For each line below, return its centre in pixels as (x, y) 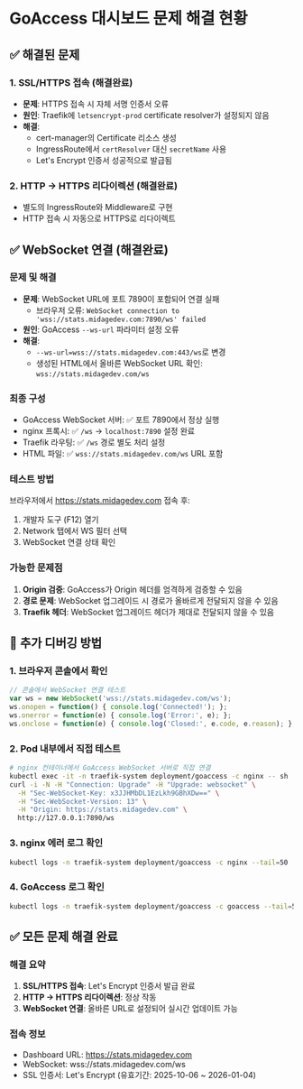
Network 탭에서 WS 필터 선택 (75, 531)
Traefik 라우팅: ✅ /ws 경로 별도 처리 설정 (94, 442)
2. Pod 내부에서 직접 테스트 (65, 748)
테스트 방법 (32, 479)
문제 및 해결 (33, 278)
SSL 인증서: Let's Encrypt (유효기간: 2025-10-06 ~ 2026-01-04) (139, 1075)
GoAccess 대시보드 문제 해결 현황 (129, 18)
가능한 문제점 (36, 568)
